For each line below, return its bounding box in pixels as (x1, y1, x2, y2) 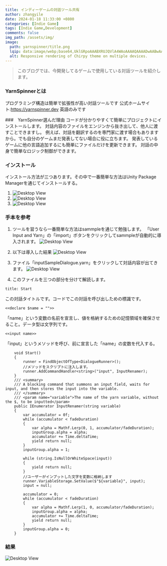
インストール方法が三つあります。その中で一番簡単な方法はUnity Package (5, 174, 157, 180)
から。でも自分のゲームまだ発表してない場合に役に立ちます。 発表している (5, 135, 158, 141)
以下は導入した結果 (12, 249, 52, 255)
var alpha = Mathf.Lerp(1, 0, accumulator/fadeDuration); (31, 505, 155, 510)
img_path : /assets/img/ (5, 35, 55, 40)
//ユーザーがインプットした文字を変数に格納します (23, 474, 113, 479)
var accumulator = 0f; (23, 413, 70, 418)
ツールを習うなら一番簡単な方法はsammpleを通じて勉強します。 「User (12, 226, 160, 232)
